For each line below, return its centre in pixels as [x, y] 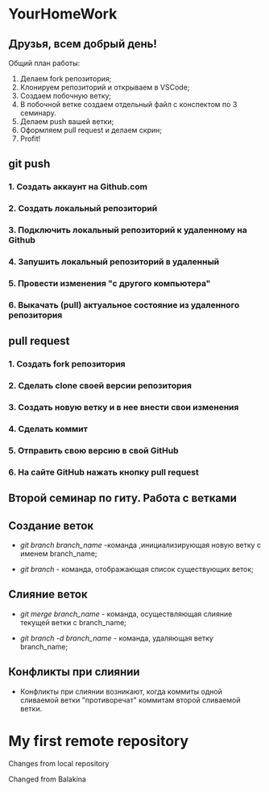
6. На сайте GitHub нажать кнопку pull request [103, 472]
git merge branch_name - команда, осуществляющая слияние [126, 614]
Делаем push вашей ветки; [67, 121]
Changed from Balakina [48, 779]
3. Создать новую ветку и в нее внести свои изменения [124, 408]
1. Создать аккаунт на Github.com [78, 187]
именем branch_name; [59, 554]
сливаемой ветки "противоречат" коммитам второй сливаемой [130, 700]
